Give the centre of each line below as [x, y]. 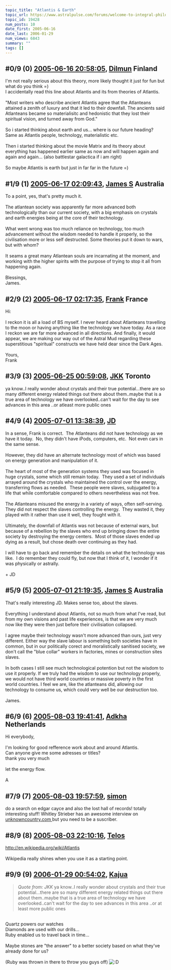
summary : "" [18, 43]
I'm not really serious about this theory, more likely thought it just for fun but [85, 81]
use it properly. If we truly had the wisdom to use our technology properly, [83, 673]
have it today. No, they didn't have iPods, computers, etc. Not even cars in [84, 439]
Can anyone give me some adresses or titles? [53, 753]
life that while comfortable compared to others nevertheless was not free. [82, 493]
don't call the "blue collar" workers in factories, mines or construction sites [84, 651]
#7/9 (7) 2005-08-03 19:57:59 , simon [66, 796]
